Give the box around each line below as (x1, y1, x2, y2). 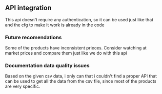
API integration (5, 4, 52, 12)
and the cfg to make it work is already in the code (5, 22, 105, 28)
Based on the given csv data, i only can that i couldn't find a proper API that (5, 73, 157, 79)
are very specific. (5, 83, 40, 89)
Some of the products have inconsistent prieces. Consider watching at (5, 45, 147, 51)
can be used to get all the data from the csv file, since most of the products (5, 78, 157, 84)
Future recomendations (5, 34, 62, 41)
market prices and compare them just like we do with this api (5, 50, 127, 56)
